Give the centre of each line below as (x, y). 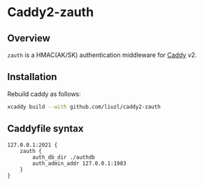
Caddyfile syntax (45, 129)
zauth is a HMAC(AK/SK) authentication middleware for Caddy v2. (102, 55)
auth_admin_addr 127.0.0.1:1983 (80, 163)
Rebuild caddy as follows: (44, 94)
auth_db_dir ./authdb (64, 157)
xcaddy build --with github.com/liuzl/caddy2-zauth (84, 107)
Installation (32, 77)
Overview (29, 38)
